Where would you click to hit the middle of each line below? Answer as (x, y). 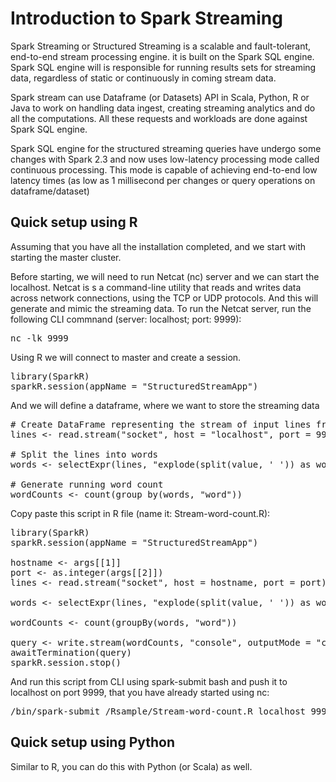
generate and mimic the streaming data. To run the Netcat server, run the (161, 308)
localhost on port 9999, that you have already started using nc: (140, 692)
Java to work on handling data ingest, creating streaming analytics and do (163, 108)
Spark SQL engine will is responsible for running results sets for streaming (163, 67)
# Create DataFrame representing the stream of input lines (161, 424)
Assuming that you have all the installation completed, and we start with (158, 246)
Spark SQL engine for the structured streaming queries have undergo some (166, 148)
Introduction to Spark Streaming (146, 18)
